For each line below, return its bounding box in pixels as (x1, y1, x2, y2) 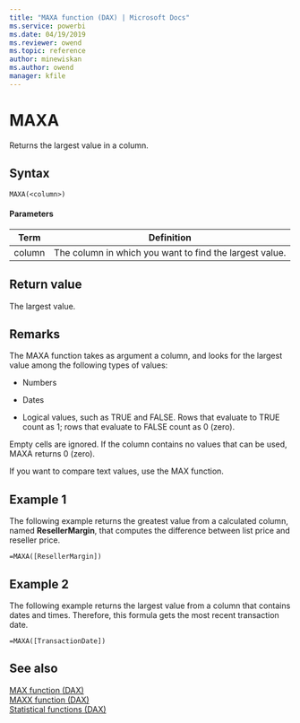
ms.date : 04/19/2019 (9, 30, 87, 39)
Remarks (9, 327, 61, 342)
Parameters (9, 208, 54, 220)
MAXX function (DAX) (9, 694, 90, 705)
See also (9, 661, 58, 676)
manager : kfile (9, 72, 66, 81)
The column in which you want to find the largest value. (53, 246, 287, 258)
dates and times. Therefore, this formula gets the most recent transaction (9, 609, 279, 620)
